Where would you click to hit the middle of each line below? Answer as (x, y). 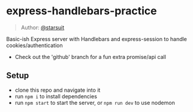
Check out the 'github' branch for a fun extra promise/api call (91, 57)
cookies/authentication (34, 45)
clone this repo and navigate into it (58, 90)
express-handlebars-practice (82, 11)
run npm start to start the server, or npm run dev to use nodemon (95, 102)
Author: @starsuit (43, 27)
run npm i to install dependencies (56, 96)
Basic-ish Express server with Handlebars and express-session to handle (97, 39)
